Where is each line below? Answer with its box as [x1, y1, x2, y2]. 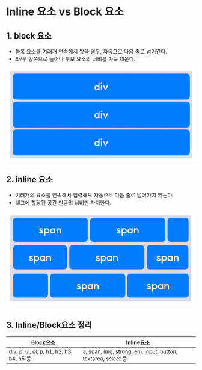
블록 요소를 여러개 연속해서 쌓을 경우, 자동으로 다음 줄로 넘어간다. [14, 48, 167, 55]
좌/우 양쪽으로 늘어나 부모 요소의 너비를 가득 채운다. [14, 55, 136, 63]
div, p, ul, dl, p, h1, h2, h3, [8, 348, 73, 355]
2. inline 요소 [6, 174, 53, 185]
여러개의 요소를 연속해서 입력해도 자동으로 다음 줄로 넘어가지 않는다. [14, 191, 174, 199]
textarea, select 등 [82, 355, 127, 362]
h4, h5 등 [8, 355, 31, 362]
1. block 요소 [6, 31, 52, 41]
